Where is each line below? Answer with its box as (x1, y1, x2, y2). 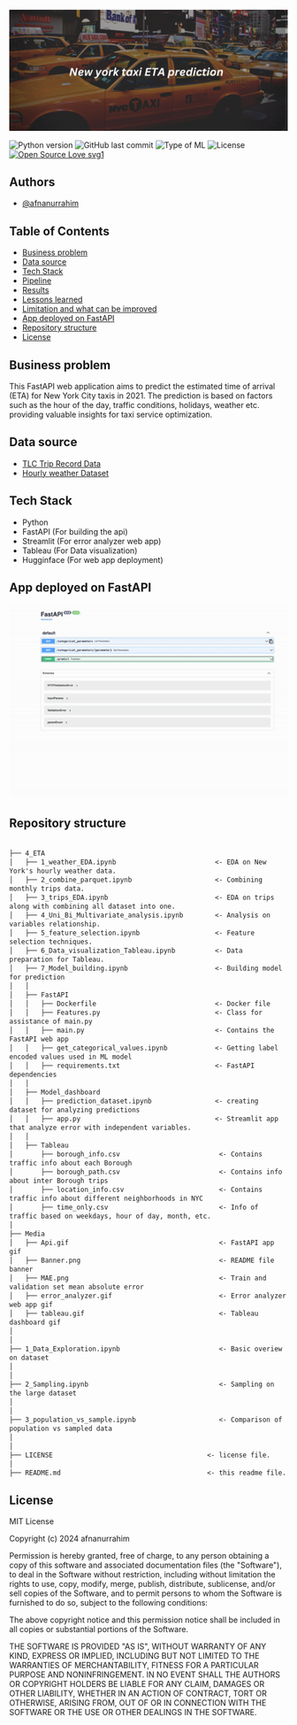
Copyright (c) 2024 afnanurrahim (9, 1533, 130, 1544)
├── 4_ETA (9, 849, 46, 859)
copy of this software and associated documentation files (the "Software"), (9, 1559, 283, 1571)
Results (21, 285, 49, 296)
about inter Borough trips (9, 1176, 109, 1186)
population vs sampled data (9, 1424, 113, 1434)
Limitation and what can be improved (21, 304, 157, 314)
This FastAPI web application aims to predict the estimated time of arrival (9, 381, 276, 391)
